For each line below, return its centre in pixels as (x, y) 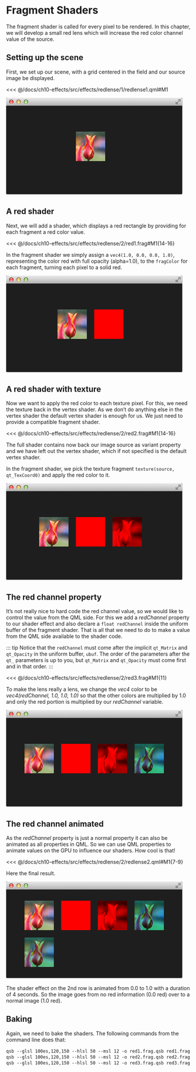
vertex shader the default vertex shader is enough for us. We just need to (94, 416)
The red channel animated (55, 824)
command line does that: (36, 1040)
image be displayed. (31, 78)
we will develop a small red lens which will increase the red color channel (94, 32)
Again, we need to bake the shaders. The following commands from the (92, 1033)
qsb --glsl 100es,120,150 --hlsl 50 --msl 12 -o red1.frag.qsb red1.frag (98, 1051)
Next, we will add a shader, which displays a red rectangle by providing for (96, 226)
